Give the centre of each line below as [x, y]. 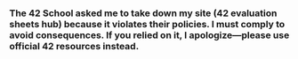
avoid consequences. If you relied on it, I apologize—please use [149, 35]
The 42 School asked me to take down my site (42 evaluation [143, 13]
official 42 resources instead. [74, 46]
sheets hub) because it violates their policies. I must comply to [147, 24]
